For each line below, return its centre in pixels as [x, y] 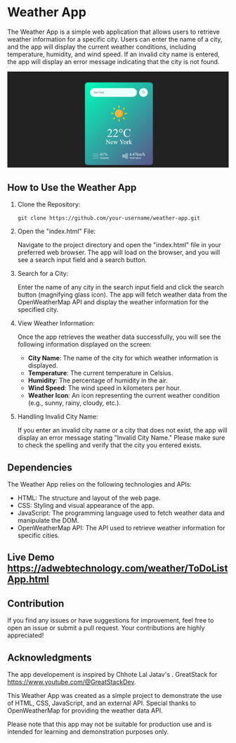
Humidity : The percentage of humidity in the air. [98, 380]
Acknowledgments [50, 657]
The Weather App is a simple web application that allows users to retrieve [113, 32]
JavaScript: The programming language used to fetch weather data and [121, 513]
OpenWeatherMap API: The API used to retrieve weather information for [121, 528]
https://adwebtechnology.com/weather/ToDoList [118, 569]
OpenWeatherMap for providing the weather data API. [85, 711]
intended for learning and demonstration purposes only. [88, 732]
